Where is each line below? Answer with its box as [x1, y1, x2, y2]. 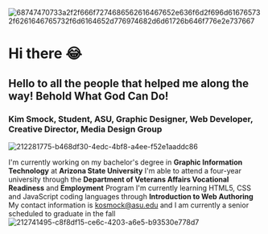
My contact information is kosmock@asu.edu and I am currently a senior [8, 200, 249, 210]
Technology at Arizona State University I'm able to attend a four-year [8, 165, 241, 175]
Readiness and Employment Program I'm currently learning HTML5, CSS [8, 182, 252, 193]
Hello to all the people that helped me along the [8, 77, 249, 90]
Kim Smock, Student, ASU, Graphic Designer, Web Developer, [8, 113, 254, 124]
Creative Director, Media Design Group [8, 123, 163, 135]
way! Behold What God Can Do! [8, 89, 169, 102]
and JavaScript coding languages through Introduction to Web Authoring [8, 191, 254, 201]
